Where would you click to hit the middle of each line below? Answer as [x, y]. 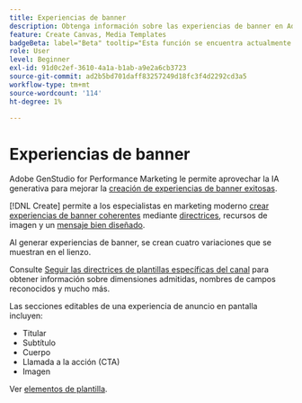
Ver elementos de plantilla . [58, 389]
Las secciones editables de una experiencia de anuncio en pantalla [133, 307]
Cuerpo [36, 353]
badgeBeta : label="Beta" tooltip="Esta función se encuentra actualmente [151, 43]
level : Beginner [40, 60]
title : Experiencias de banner [68, 18]
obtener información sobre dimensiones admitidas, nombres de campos [142, 279]
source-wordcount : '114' [56, 93]
